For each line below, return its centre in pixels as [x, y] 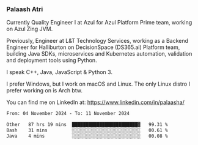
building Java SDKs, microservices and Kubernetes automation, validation [99, 54]
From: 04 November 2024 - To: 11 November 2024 [68, 114]
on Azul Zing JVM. [30, 29]
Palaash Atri [25, 9]
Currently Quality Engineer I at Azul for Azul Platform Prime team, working [99, 23]
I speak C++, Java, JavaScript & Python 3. [60, 72]
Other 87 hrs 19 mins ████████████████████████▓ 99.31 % [87, 125]
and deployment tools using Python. [52, 61]
